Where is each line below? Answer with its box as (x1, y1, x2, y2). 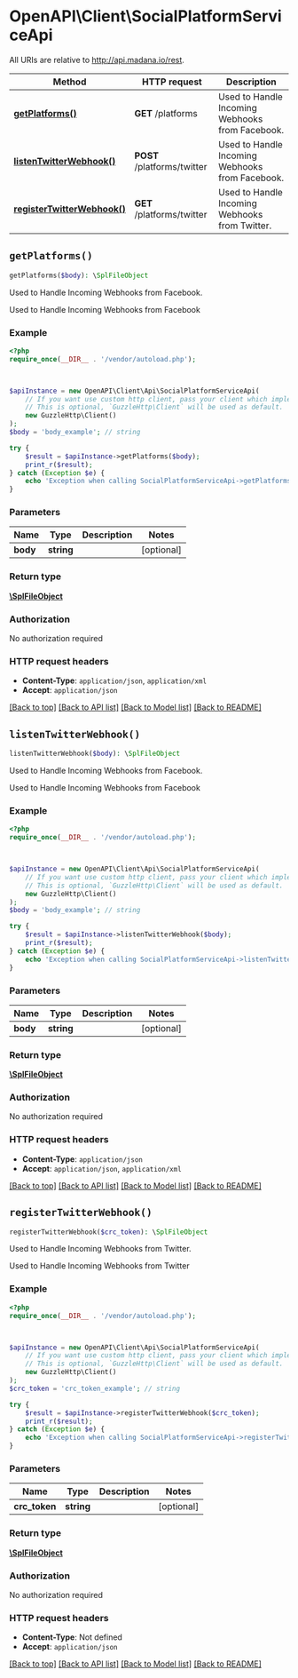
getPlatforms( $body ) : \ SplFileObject (9, 271, 149, 280)
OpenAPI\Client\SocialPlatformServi (9, 6, 282, 27)
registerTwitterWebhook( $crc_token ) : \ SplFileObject (9, 1228, 208, 1237)
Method (52, 76, 87, 88)
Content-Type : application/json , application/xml (21, 675, 207, 686)
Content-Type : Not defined (21, 1632, 122, 1642)
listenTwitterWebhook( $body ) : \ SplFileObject (9, 749, 180, 759)
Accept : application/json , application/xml (21, 1163, 182, 1173)
